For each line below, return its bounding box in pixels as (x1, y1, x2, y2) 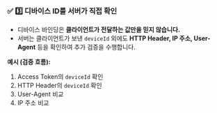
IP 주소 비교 (17, 99, 49, 107)
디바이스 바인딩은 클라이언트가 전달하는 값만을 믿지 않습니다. (17, 26, 181, 34)
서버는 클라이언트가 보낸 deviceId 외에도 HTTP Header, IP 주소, (17, 34, 193, 43)
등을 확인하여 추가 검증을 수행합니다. (37, 43, 136, 52)
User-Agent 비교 (17, 90, 64, 98)
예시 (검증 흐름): (7, 58, 51, 66)
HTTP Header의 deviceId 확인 (17, 82, 102, 90)
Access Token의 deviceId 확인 (17, 73, 104, 81)
